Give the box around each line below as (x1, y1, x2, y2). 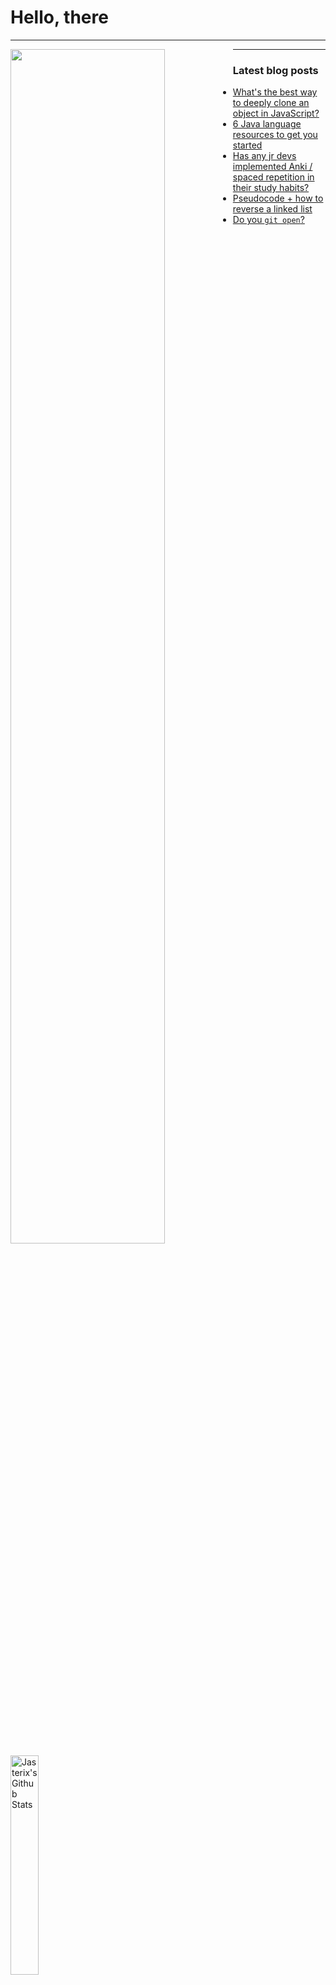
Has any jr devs (232, 150, 297, 162)
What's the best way (232, 86, 318, 98)
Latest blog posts (232, 63, 319, 77)
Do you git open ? (232, 214, 305, 226)
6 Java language (232, 118, 302, 130)
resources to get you (232, 129, 318, 141)
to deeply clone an (232, 97, 310, 109)
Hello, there (10, 6, 109, 29)
